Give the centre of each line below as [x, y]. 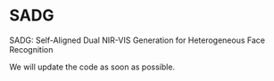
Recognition [31, 49]
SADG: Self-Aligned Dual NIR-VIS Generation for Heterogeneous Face [137, 40]
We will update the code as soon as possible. [92, 67]
